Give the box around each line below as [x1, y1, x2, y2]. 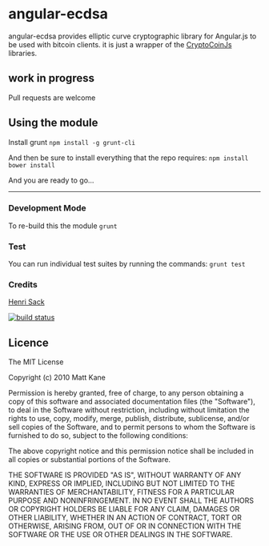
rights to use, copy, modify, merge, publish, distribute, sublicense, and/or [8, 414, 250, 424]
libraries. [8, 48, 38, 58]
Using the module [8, 116, 98, 130]
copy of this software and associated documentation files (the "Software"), [8, 397, 256, 407]
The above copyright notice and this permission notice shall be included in [8, 446, 254, 456]
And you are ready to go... [8, 175, 94, 185]
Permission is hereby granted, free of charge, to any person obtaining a [8, 388, 244, 398]
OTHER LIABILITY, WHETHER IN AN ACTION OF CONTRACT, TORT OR [8, 513, 242, 523]
